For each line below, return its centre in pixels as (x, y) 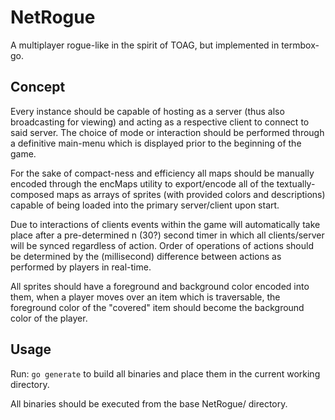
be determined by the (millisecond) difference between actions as (146, 256)
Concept (38, 87)
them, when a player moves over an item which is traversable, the (145, 297)
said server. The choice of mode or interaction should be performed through (167, 132)
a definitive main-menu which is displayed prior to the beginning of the (156, 143)
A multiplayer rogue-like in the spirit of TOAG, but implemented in (145, 45)
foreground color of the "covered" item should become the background (157, 307)
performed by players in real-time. (81, 267)
